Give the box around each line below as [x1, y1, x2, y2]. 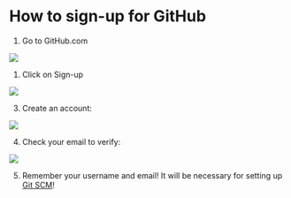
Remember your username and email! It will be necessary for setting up [21, 170, 283, 180]
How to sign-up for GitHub [9, 6, 206, 27]
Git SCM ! [21, 179, 56, 190]
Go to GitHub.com [21, 35, 88, 46]
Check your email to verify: [21, 136, 121, 147]
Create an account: [21, 103, 93, 113]
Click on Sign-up [21, 69, 84, 80]
